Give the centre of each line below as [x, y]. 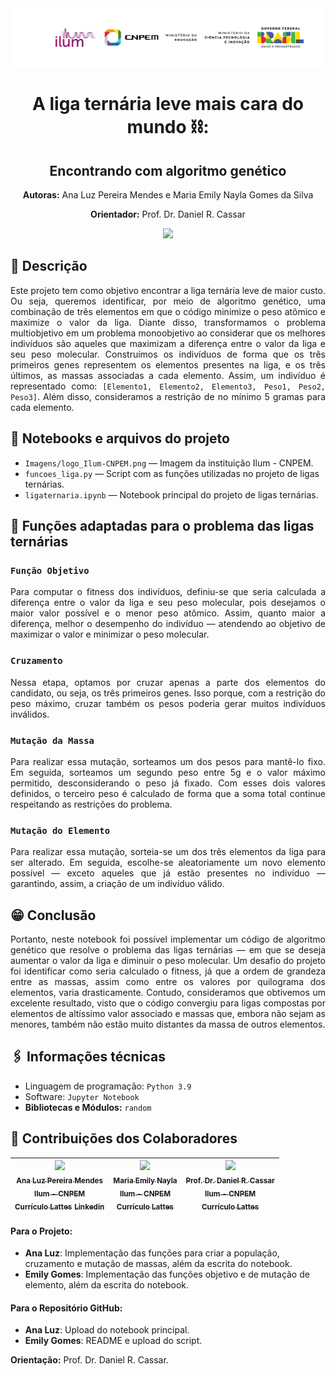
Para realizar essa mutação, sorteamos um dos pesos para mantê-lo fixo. [168, 761]
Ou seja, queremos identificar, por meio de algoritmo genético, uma [168, 301]
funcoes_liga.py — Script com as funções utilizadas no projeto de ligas [172, 473]
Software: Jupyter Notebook [82, 1096]
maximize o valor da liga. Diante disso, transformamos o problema [168, 322]
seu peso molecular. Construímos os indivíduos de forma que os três [168, 354]
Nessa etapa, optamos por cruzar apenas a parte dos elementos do [168, 682]
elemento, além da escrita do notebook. [107, 1285]
